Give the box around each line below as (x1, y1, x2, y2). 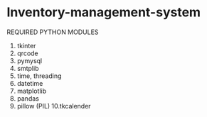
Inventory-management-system (6, 4, 201, 21)
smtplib (16, 64, 39, 72)
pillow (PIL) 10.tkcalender (16, 101, 91, 110)
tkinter (16, 41, 36, 50)
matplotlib (16, 87, 47, 95)
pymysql (16, 56, 43, 65)
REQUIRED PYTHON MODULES (6, 28, 99, 36)
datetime (16, 79, 43, 87)
